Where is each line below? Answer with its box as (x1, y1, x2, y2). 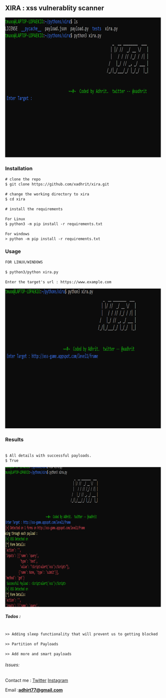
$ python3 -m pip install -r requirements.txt (5, 222, 103, 227)
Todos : (5, 614, 21, 620)
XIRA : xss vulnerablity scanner (5, 4, 105, 12)
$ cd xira (5, 197, 26, 202)
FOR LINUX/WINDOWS (5, 260, 43, 265)
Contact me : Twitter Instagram (5, 677, 68, 683)
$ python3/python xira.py (5, 270, 58, 275)
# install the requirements (5, 207, 63, 212)
